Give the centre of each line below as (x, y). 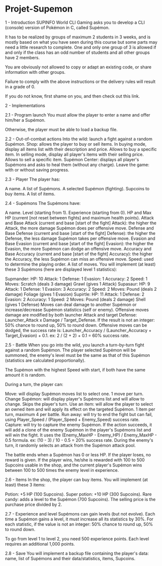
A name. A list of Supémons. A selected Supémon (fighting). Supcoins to (77, 188)
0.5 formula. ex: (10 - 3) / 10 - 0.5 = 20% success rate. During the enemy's (79, 440)
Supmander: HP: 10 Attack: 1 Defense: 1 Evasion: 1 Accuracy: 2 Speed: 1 (76, 279)
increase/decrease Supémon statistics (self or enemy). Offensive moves (77, 310)
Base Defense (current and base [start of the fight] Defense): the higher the (80, 233)
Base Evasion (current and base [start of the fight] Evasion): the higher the (79, 243)
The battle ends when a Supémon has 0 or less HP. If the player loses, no (78, 454)
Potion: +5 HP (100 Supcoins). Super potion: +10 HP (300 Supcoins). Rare (78, 494)
